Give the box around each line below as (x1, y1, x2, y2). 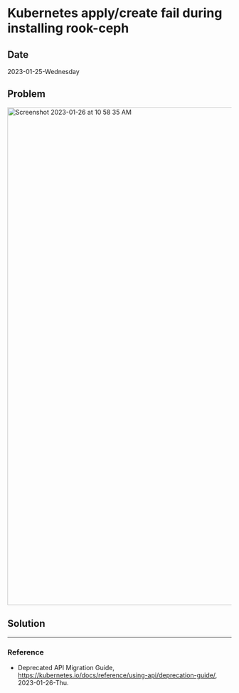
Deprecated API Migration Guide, (17, 663, 115, 672)
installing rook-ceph (7, 20, 129, 36)
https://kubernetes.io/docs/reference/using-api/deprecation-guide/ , (17, 671, 218, 679)
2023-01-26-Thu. (17, 678, 69, 687)
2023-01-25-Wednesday (7, 68, 80, 75)
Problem (7, 88, 46, 100)
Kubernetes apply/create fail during (7, 5, 223, 21)
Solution (7, 618, 46, 630)
